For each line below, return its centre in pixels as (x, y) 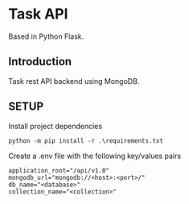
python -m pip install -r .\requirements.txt (86, 141)
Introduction (40, 62)
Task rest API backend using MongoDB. (74, 81)
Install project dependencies (55, 126)
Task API (38, 14)
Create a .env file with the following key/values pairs (95, 156)
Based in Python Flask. (46, 36)
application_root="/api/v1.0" (59, 170)
